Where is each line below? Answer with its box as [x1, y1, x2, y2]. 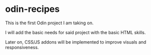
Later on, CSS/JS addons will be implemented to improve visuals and [5, 39, 147, 45]
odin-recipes [5, 3, 60, 15]
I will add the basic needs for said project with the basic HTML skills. [5, 29, 146, 35]
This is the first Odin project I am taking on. [5, 20, 94, 26]
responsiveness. [5, 44, 39, 50]
